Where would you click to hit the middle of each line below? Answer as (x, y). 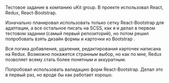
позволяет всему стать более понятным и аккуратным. (66, 60)
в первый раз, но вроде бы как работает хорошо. (59, 75)
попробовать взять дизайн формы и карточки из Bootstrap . (70, 39)
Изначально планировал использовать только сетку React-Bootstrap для (85, 23)
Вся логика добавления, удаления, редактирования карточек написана (83, 49)
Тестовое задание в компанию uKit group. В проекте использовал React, (84, 7)
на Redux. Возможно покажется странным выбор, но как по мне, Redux (83, 54)
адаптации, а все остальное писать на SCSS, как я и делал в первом (80, 28)
